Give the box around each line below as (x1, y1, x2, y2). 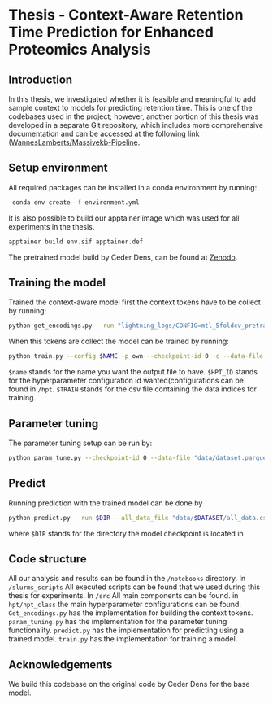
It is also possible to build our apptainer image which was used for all (8, 213, 240, 223)
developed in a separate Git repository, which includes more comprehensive (8, 120, 264, 129)
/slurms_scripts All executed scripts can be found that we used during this (8, 582, 261, 592)
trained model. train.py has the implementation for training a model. (8, 634, 238, 644)
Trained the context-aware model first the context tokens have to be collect (8, 297, 262, 307)
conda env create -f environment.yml (11, 198, 140, 207)
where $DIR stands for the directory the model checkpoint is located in (8, 528, 244, 538)
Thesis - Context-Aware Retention (8, 6, 244, 24)
